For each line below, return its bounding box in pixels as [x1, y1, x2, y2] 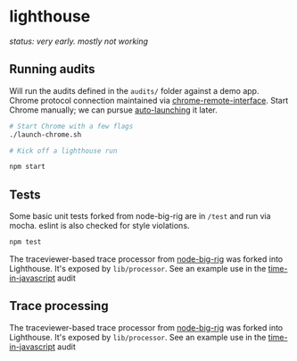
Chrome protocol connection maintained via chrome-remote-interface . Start [9, 95, 288, 105]
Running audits [9, 62, 95, 77]
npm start [9, 163, 46, 172]
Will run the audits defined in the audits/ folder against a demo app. [9, 85, 260, 96]
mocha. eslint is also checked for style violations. [9, 221, 190, 231]
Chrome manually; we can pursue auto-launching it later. [9, 105, 219, 115]
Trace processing [9, 298, 109, 314]
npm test [9, 238, 42, 247]
